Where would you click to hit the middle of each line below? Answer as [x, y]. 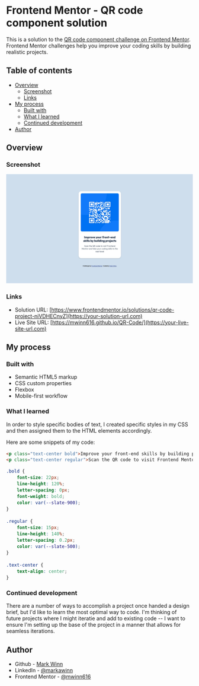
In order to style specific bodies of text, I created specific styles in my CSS [97, 424]
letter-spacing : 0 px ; [43, 490]
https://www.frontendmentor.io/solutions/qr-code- [113, 310]
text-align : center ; [42, 571]
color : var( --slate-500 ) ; [49, 547]
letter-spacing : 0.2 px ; [46, 540]
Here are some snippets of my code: [51, 442]
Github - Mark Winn [39, 664]
